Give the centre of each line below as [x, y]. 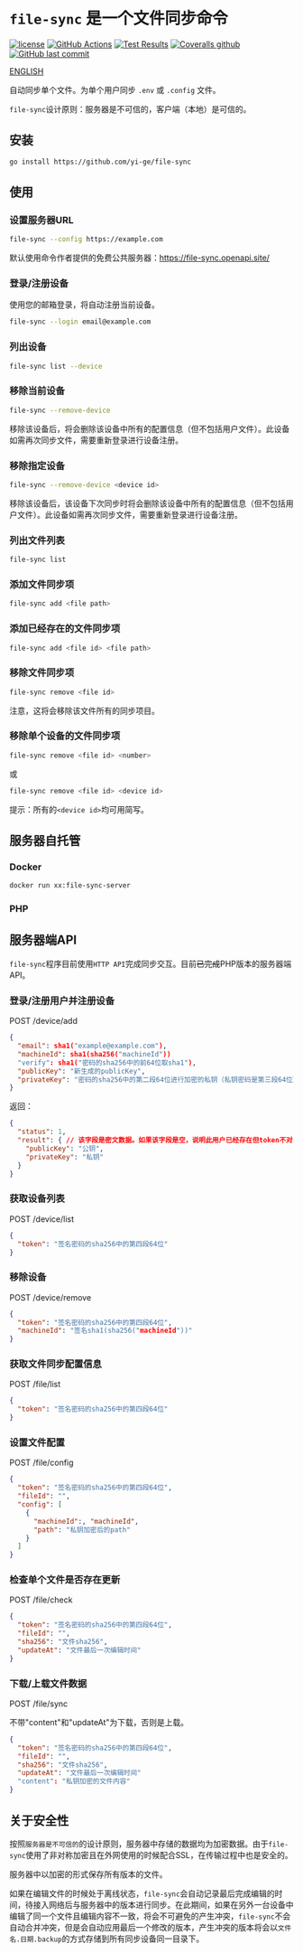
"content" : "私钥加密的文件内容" [74, 1781]
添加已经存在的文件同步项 [65, 629]
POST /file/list [35, 1385]
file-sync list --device [56, 366]
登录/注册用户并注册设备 [62, 1000]
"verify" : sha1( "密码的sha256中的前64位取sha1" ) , [107, 1063]
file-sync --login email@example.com [80, 322]
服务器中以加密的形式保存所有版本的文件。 [88, 1874]
